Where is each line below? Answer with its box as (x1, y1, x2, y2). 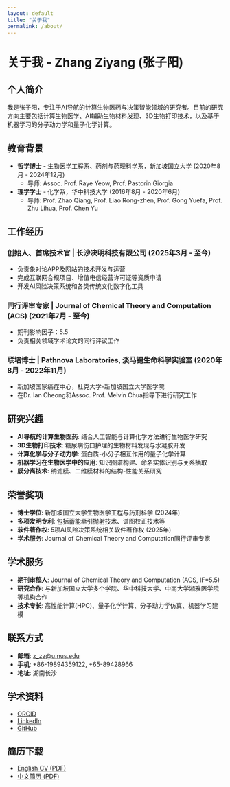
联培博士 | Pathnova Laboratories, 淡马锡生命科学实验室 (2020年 (7, 355, 222, 365)
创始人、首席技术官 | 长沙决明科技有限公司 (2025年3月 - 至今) (7, 248, 211, 257)
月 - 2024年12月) (16, 171, 65, 179)
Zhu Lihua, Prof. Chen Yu (27, 204, 98, 213)
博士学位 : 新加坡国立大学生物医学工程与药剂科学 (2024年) (16, 508, 181, 517)
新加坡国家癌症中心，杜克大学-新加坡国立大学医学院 (16, 382, 165, 391)
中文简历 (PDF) (16, 773, 60, 781)
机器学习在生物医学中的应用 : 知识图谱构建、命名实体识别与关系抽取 (16, 458, 207, 467)
